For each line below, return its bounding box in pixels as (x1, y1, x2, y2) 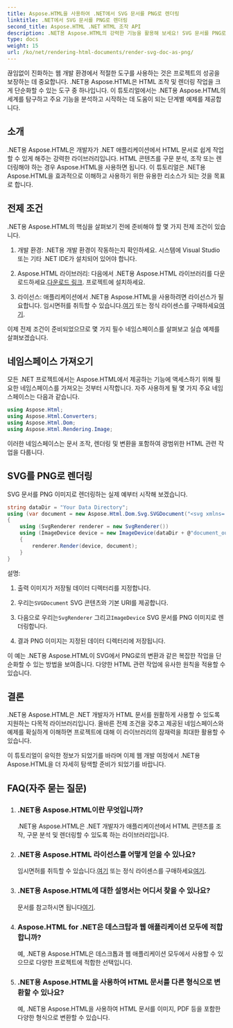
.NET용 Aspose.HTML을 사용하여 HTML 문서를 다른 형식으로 (17, 977, 213, 986)
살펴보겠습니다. (7, 333, 49, 342)
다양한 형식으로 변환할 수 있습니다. (17, 1013, 110, 1022)
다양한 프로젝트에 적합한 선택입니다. (35, 958, 133, 966)
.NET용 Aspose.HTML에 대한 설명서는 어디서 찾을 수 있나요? (17, 886, 211, 895)
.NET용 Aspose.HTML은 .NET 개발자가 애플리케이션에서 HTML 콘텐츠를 (17, 822, 214, 830)
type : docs (7, 36, 39, 43)
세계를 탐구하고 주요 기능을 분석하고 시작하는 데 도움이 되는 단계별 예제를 (7, 94, 203, 103)
